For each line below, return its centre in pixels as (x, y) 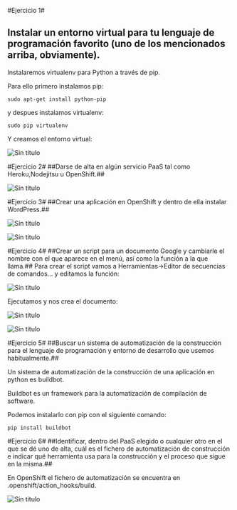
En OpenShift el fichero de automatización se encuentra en (94, 477)
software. (21, 401)
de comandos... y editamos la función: (63, 274)
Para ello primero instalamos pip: (56, 86)
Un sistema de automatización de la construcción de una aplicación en (111, 371)
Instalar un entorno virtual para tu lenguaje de (111, 32)
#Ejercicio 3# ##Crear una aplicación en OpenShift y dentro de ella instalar (117, 201)
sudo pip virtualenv (38, 125)
